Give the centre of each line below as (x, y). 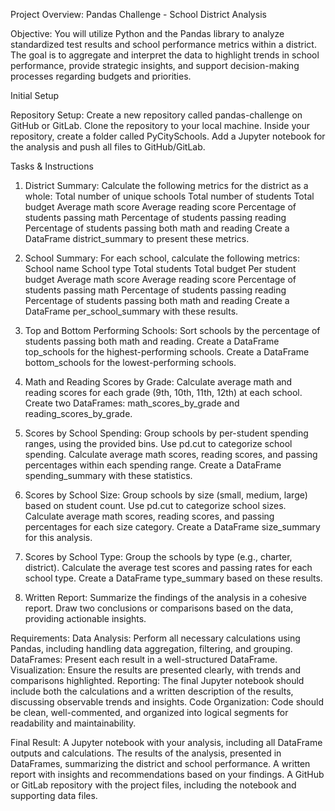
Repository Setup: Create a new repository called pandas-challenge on (156, 115)
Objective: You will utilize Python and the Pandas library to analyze (147, 33)
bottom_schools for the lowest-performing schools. (130, 362)
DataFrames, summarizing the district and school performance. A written (160, 763)
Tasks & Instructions (52, 166)
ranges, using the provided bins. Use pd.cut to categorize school (158, 443)
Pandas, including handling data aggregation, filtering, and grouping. (151, 648)
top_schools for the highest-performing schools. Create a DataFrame (167, 352)
